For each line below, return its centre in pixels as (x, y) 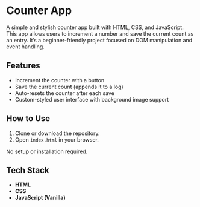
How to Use (28, 119)
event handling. (26, 47)
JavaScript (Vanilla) (40, 198)
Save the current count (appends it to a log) (69, 87)
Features (23, 66)
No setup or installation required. (47, 151)
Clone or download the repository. (58, 133)
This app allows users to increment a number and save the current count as (100, 33)
